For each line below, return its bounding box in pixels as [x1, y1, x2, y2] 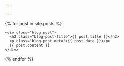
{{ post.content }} [9, 43, 50, 48]
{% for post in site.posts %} [5, 20, 62, 26]
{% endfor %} [5, 56, 34, 62]
